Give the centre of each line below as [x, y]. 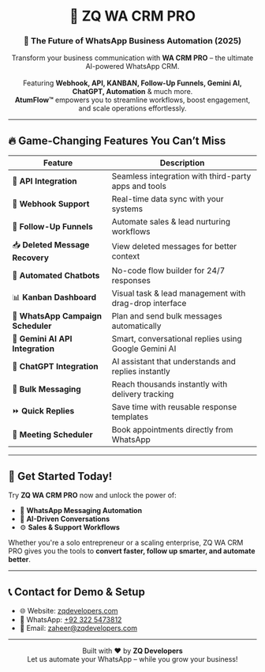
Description [182, 163]
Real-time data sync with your [168, 199]
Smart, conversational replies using [177, 339]
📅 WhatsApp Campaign [57, 316]
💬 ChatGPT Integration [55, 367]
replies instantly [141, 372]
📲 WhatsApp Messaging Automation [81, 511]
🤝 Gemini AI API [42, 339]
